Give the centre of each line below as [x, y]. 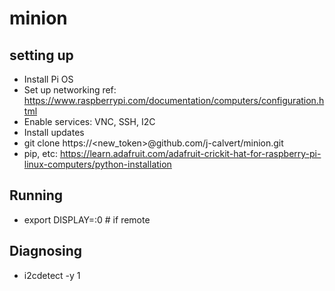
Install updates [54, 132]
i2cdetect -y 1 [52, 275]
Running [36, 195]
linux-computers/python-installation [97, 164]
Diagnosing [46, 251]
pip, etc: [40, 153]
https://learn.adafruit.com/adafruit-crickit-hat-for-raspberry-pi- [190, 153]
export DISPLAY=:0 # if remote [87, 219]
